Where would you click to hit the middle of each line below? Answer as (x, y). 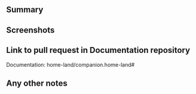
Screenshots (30, 30)
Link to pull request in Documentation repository (98, 50)
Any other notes (37, 83)
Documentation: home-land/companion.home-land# (71, 64)
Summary (25, 10)
